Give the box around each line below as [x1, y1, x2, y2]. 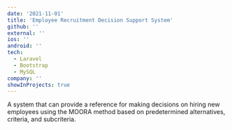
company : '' [7, 74, 42, 82]
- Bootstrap [13, 62, 49, 69]
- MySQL [13, 68, 36, 75]
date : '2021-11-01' [7, 10, 64, 17]
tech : [7, 49, 23, 56]
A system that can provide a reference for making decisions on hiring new [7, 100, 220, 108]
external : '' [7, 29, 45, 37]
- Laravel [13, 56, 42, 63]
